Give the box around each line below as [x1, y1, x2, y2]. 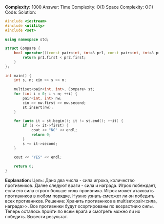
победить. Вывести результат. [5, 213, 68, 219]
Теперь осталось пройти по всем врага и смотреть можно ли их [5, 208, 141, 214]
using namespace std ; [5, 37, 49, 42]
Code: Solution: [5, 9, 37, 15]
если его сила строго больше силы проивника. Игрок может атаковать [5, 187, 154, 193]
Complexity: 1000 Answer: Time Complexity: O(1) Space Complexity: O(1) [5, 4, 154, 10]
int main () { [5, 73, 32, 78]
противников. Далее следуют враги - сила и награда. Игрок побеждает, [5, 183, 157, 188]
